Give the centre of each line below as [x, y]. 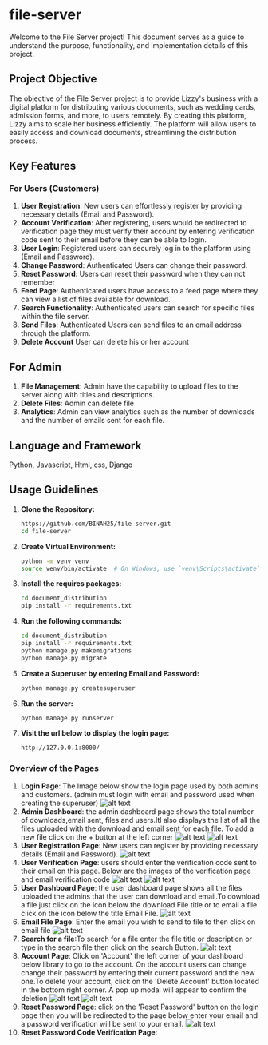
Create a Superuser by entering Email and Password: [110, 673]
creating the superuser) [59, 803]
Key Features [43, 166]
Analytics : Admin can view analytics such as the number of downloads [138, 412]
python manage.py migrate [63, 658]
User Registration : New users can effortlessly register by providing [131, 206]
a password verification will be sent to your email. [102, 1023]
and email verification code [65, 879]
